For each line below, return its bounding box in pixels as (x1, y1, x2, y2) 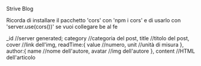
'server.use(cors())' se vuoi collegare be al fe (6, 23, 118, 30)
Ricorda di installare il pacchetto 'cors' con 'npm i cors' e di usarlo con (6, 17, 181, 23)
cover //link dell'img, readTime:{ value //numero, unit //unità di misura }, (6, 41, 184, 48)
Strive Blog (6, 5, 34, 12)
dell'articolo (6, 54, 36, 61)
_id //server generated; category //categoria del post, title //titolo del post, (6, 35, 190, 41)
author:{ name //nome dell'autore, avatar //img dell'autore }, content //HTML (6, 47, 196, 55)
